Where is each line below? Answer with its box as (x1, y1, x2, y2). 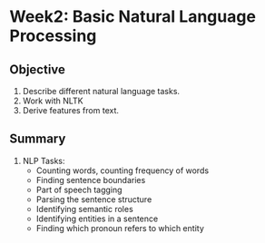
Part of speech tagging (35, 184, 123, 195)
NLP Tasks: (22, 155, 65, 166)
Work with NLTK (22, 95, 83, 106)
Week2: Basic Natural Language (9, 6, 257, 27)
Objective (9, 62, 66, 77)
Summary (9, 131, 66, 147)
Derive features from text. (22, 105, 120, 115)
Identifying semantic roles (35, 203, 133, 214)
